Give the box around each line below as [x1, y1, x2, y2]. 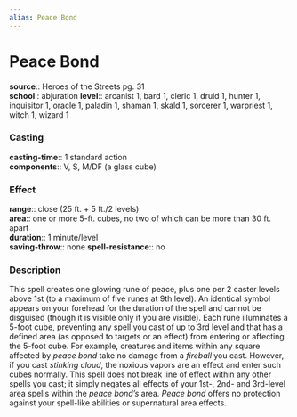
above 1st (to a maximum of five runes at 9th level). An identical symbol [9, 293, 271, 304]
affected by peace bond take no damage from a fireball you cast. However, [9, 350, 285, 361]
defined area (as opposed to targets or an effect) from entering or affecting [9, 331, 285, 342]
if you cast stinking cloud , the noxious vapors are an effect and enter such [9, 360, 282, 371]
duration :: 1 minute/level [9, 233, 99, 243]
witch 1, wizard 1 [9, 109, 69, 120]
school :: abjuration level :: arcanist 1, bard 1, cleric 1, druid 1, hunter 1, [9, 90, 261, 101]
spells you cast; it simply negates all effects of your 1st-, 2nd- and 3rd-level [9, 379, 286, 389]
